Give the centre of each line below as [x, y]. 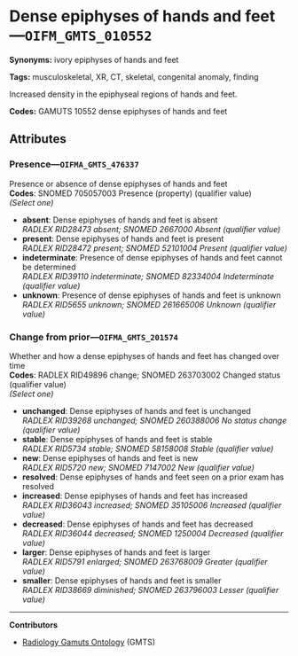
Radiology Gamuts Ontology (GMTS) [89, 642]
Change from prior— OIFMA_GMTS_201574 [94, 337]
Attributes [38, 139]
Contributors [34, 625]
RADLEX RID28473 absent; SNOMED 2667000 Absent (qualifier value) [151, 229]
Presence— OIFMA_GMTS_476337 [74, 164]
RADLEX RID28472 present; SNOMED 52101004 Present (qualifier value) [155, 248]
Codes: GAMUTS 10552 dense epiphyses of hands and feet [118, 111]
